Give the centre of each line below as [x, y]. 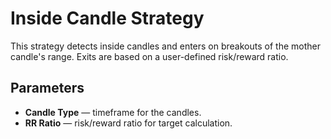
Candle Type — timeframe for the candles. [113, 112]
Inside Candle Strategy [107, 18]
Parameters [47, 88]
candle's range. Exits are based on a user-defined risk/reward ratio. [149, 56]
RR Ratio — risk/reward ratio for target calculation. [128, 123]
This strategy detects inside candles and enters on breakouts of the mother [165, 46]
